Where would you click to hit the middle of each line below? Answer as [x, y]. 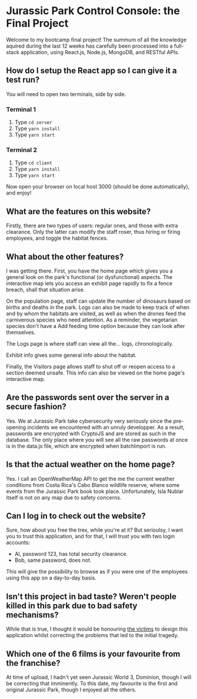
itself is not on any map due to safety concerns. [64, 497]
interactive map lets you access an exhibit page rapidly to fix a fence [89, 283]
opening [16, 427]
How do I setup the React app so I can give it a [92, 71]
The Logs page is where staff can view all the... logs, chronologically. [90, 343]
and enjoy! [19, 193]
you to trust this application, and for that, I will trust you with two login [91, 536]
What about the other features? [65, 256]
